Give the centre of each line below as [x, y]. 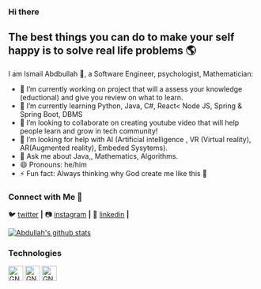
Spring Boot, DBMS [51, 114]
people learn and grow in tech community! [89, 131]
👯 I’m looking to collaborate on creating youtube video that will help [129, 122]
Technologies [35, 253]
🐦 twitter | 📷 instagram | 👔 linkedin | [69, 215]
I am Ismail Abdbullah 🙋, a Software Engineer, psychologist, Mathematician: [131, 73]
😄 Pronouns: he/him [53, 164]
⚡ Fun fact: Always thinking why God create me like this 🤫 [113, 173]
